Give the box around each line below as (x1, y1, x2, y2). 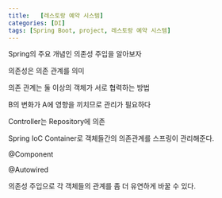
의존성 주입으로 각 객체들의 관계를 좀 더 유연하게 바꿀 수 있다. (8, 181, 197, 191)
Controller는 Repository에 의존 (8, 117, 105, 126)
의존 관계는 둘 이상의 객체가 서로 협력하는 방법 (8, 83, 151, 92)
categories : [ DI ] (8, 19, 66, 27)
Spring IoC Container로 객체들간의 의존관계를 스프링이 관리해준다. (8, 134, 215, 143)
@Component (8, 149, 54, 159)
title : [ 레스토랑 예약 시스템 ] (8, 11, 104, 20)
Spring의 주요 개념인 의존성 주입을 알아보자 (8, 49, 142, 59)
